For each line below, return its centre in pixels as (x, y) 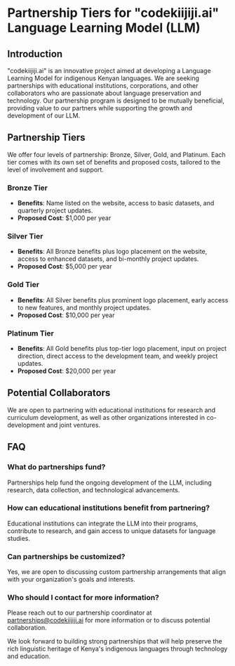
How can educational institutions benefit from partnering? (109, 508)
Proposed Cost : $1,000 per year (64, 218)
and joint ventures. (73, 425)
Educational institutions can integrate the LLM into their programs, (103, 523)
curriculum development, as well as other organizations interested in (106, 417)
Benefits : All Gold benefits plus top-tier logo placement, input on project (122, 348)
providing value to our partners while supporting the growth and (100, 108)
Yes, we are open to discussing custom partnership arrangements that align (117, 572)
